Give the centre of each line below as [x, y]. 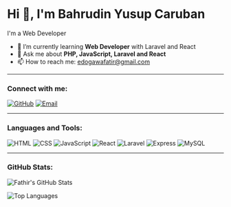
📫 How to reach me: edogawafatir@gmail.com [84, 61]
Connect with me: [37, 88]
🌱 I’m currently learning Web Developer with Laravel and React [106, 46]
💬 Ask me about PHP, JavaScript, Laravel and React [91, 54]
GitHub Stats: [30, 167]
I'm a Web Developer [37, 33]
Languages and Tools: [45, 128]
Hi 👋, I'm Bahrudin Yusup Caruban [106, 14]
